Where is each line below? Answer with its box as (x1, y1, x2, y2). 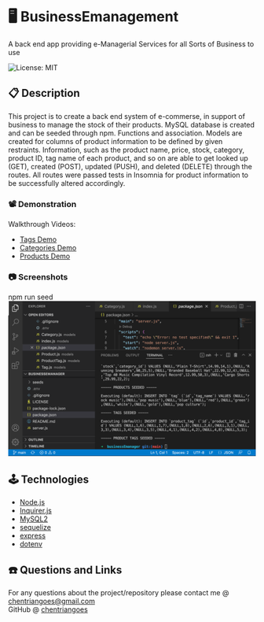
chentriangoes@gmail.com (8, 596, 96, 605)
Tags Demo (19, 235, 57, 244)
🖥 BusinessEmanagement (8, 8, 179, 26)
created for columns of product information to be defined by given (8, 136, 223, 146)
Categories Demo (19, 243, 77, 253)
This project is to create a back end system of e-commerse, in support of (8, 111, 246, 120)
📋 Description (8, 87, 80, 100)
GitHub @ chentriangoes (8, 605, 88, 614)
